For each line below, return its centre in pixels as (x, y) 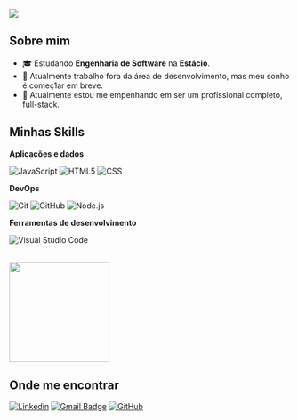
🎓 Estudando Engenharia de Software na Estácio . (116, 63)
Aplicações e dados (47, 153)
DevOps (24, 188)
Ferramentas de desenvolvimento (73, 222)
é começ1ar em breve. (63, 85)
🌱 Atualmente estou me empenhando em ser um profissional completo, (152, 94)
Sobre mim (40, 41)
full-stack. (41, 104)
